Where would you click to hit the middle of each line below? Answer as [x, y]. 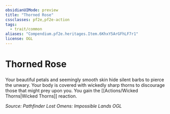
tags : [11, 24]
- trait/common [26, 29]
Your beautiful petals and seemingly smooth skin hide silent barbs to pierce [85, 80]
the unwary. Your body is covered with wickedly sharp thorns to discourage [85, 85]
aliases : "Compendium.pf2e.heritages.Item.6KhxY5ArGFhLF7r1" [72, 34]
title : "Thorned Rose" [29, 15]
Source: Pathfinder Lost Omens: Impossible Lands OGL [63, 106]
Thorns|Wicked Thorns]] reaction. [41, 96]
